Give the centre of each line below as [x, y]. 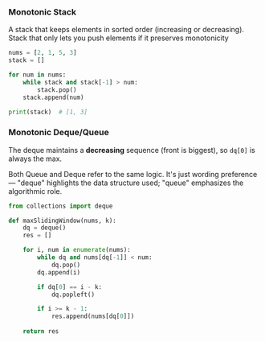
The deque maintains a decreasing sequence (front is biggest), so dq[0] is [132, 150]
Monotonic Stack [42, 12]
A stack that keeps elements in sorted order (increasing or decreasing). [126, 30]
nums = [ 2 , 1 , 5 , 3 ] [43, 53]
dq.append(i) [59, 272]
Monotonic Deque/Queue [59, 133]
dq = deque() [45, 228]
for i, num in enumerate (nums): [77, 250]
